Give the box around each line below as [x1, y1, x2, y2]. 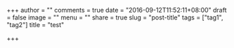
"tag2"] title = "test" [6, 21, 65, 29]
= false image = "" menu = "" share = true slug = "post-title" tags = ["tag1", [6, 13, 223, 22]
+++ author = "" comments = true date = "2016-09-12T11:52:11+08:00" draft [6, 6, 227, 14]
